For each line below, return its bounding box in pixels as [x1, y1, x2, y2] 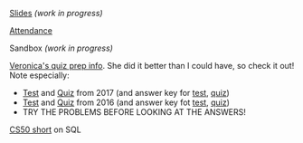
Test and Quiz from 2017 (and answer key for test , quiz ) [22, 88, 231, 98]
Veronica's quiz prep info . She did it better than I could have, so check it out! [9, 61, 295, 71]
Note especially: [9, 70, 70, 81]
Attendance [9, 25, 52, 35]
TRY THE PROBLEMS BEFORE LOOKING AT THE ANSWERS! [22, 107, 247, 117]
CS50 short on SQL [9, 124, 81, 135]
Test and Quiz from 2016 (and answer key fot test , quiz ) [22, 97, 231, 108]
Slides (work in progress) [9, 8, 103, 18]
